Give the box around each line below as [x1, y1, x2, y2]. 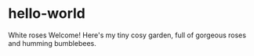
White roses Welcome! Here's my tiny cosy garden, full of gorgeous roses [8, 30, 247, 40]
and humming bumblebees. [8, 38, 96, 47]
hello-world [8, 5, 86, 23]
